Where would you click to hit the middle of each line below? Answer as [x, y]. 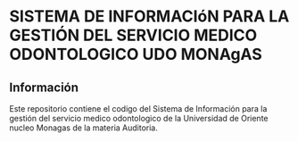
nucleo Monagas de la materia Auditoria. [83, 128]
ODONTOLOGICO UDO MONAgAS [136, 54]
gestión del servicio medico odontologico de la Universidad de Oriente [139, 118]
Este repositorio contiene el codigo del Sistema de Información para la [138, 109]
